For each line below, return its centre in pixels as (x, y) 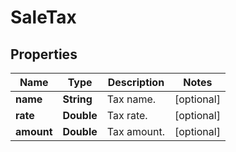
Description (136, 82)
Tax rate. (127, 115)
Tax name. (131, 99)
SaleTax (43, 17)
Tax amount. (135, 131)
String (77, 99)
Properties (44, 54)
